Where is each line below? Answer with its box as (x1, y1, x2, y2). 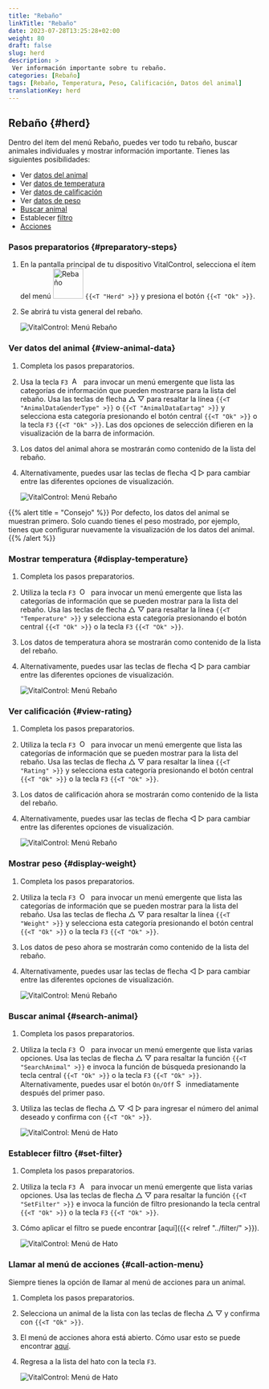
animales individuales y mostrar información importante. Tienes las (8, 146, 230, 156)
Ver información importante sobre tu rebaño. (11, 64, 167, 72)
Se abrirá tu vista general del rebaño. (19, 307, 143, 317)
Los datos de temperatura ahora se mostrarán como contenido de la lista (19, 637, 261, 647)
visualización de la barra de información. (19, 428, 155, 438)
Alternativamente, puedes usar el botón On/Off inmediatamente (19, 1079, 239, 1089)
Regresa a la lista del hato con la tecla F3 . (19, 1356, 157, 1366)
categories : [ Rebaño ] (8, 72, 81, 80)
